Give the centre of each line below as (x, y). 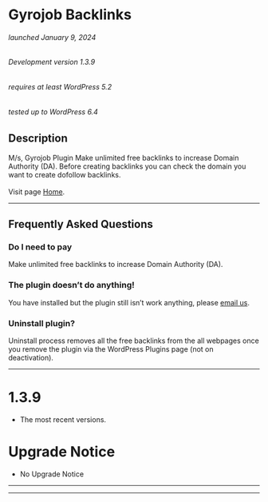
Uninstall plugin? (42, 323)
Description (38, 139)
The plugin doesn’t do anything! (72, 285)
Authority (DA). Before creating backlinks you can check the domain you (127, 166)
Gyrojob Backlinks (70, 15)
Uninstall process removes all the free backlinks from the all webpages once (134, 341)
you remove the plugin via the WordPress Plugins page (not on (111, 349)
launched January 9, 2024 (52, 37)
